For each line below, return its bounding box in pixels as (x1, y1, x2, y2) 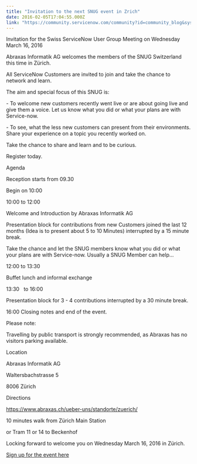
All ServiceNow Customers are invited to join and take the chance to (6, 71, 171, 78)
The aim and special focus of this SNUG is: (6, 89, 110, 96)
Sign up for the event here (6, 451, 69, 459)
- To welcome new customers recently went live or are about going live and (6, 100, 188, 107)
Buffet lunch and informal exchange (6, 274, 93, 281)
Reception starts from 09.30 (6, 176, 74, 183)
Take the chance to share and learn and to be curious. (6, 142, 137, 149)
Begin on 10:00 (6, 187, 43, 194)
